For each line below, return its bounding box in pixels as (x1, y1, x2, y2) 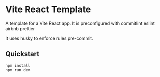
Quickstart (5, 50, 40, 58)
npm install (5, 63, 30, 68)
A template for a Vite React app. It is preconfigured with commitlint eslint (5, 20, 155, 26)
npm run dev (5, 67, 30, 72)
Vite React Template (5, 4, 91, 15)
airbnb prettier (5, 25, 35, 31)
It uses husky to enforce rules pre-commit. (5, 35, 94, 41)
